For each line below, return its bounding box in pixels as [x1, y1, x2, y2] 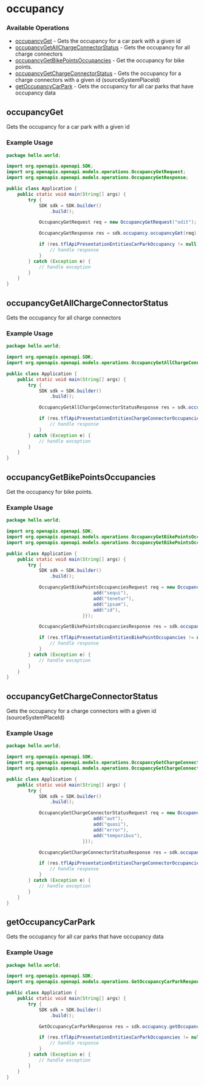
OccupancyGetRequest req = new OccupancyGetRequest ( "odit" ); [38, 219, 197, 226]
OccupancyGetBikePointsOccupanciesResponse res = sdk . [38, 624, 181, 630]
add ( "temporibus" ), [93, 832, 143, 838]
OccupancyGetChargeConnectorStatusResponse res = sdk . [38, 849, 181, 856]
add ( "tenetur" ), [93, 595, 135, 602]
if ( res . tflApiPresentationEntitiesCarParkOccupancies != [38, 1034, 189, 1041]
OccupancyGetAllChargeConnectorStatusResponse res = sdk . [38, 404, 189, 410]
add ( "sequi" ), [93, 590, 129, 596]
